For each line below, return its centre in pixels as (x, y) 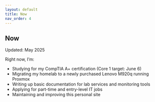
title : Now (16, 14)
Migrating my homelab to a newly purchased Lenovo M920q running (80, 74)
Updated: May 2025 (25, 50)
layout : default (21, 9)
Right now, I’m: (20, 59)
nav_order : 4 (18, 18)
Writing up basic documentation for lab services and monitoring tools (81, 84)
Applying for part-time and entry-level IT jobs (57, 89)
